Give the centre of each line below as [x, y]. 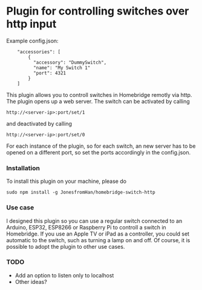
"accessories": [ [39, 52]
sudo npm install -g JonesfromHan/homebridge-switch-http [81, 193]
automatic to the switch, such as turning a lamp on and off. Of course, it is [98, 240]
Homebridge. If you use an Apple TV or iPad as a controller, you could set [98, 234]
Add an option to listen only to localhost [64, 275]
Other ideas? [31, 282]
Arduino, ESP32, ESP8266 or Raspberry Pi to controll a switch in [86, 227]
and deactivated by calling [39, 124]
